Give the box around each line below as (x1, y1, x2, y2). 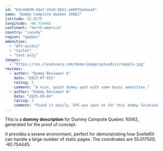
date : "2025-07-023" (14, 75, 56, 80)
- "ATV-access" (9, 44, 41, 49)
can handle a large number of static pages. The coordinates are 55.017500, (5, 136, 156, 142)
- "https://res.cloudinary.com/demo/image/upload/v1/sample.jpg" (9, 62, 145, 67)
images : (5, 57, 21, 62)
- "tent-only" (9, 52, 38, 58)
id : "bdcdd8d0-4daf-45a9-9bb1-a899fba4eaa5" (5, 7, 97, 12)
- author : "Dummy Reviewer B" (9, 89, 71, 94)
